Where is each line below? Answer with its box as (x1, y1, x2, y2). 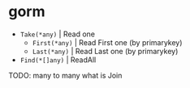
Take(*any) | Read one (19, 29, 96, 39)
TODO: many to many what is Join (8, 70, 123, 80)
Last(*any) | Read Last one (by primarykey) (32, 46, 179, 56)
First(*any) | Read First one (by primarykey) (32, 37, 183, 47)
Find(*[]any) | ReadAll (19, 55, 97, 65)
